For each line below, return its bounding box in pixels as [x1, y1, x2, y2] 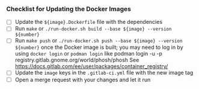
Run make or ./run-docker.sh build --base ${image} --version [14, 25, 172, 32]
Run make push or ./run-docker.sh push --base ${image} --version [14, 37, 183, 44]
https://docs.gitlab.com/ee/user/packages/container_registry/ [14, 63, 168, 70]
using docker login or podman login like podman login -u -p [14, 50, 162, 57]
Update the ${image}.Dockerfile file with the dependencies [14, 19, 163, 26]
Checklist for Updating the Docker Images [6, 5, 131, 13]
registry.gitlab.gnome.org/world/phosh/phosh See [14, 56, 139, 64]
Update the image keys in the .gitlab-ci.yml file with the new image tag [14, 69, 194, 76]
